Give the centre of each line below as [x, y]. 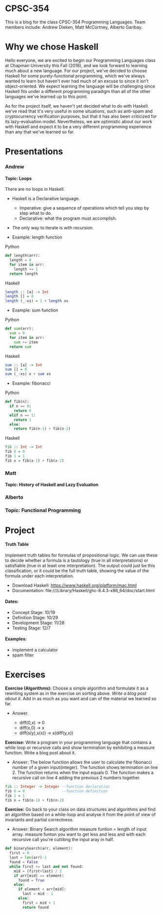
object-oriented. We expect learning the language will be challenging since [80, 86]
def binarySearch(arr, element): [39, 849]
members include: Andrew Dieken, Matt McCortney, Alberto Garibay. [74, 27]
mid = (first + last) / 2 [38, 871]
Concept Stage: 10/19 [34, 612]
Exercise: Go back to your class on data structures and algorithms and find [80, 809]
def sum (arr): [19, 329]
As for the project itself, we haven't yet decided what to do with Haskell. [77, 106]
